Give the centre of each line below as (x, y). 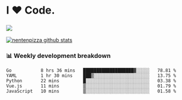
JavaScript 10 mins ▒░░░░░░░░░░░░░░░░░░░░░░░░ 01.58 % (91, 91)
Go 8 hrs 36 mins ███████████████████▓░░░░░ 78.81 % (91, 70)
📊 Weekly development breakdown (58, 56)
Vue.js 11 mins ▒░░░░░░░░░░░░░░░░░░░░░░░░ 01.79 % (91, 86)
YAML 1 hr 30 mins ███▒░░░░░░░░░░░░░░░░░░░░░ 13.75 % (91, 75)
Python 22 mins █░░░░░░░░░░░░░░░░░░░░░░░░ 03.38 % (91, 80)
